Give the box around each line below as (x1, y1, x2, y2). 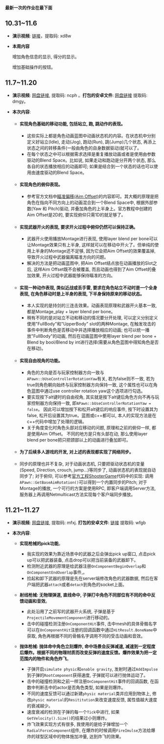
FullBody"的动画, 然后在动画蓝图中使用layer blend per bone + (33, 333, 157, 339)
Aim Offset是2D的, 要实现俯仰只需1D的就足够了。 (26, 212, 126, 218)
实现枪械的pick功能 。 (19, 540, 63, 546)
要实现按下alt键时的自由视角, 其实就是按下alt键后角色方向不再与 (26, 394, 155, 400)
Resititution (68, 697, 95, 702)
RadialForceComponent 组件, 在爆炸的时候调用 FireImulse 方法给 (26, 727, 151, 733)
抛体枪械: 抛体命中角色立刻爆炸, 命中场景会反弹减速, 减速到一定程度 (19, 643, 156, 649)
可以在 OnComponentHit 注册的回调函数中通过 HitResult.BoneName (26, 627, 153, 633)
